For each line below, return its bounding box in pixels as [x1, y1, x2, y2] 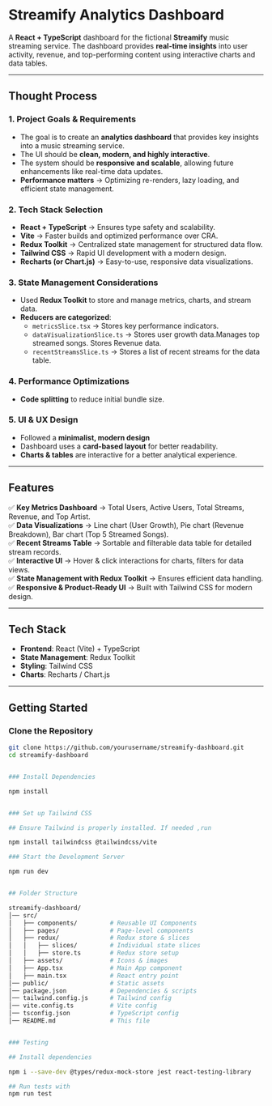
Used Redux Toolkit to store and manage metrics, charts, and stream [19, 296, 252, 305]
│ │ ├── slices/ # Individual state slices [8, 942, 201, 950]
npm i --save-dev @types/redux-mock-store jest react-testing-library [8, 1067, 252, 1076]
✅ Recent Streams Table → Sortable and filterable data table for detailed [8, 538, 253, 547]
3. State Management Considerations [8, 277, 159, 288]
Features [8, 481, 54, 495]
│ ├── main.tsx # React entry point [8, 972, 180, 980]
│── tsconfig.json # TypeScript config [8, 1010, 180, 1018]
